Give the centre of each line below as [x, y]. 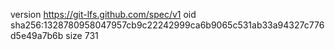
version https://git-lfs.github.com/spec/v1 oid [103, 14]
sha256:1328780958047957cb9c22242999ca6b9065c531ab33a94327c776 [167, 25]
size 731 [82, 35]
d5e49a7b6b [37, 35]
